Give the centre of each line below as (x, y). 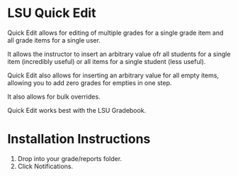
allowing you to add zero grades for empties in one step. (90, 82)
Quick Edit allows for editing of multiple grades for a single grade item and (115, 33)
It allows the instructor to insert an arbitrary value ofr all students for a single (119, 54)
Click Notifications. (45, 166)
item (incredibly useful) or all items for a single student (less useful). (107, 61)
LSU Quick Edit (52, 13)
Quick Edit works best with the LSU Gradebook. (77, 110)
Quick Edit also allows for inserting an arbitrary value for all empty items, (113, 75)
